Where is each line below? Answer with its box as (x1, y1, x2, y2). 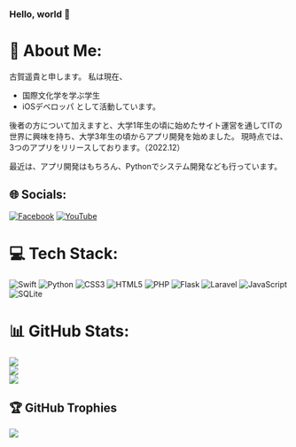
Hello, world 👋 (9, 8, 71, 20)
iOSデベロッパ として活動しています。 (21, 101, 161, 112)
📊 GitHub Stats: (9, 321, 130, 341)
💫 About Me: (9, 41, 103, 61)
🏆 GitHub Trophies (9, 400, 118, 415)
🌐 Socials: (9, 187, 67, 202)
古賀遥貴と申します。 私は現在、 (9, 71, 128, 82)
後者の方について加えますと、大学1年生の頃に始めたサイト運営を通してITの (9, 120, 284, 130)
